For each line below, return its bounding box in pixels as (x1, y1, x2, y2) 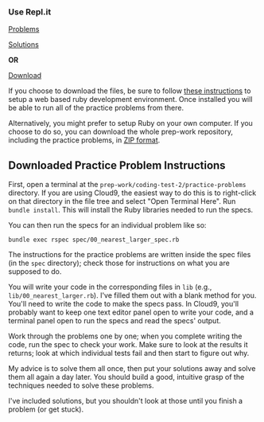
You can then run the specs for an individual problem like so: (8, 221, 207, 230)
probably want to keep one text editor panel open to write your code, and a (8, 307, 254, 317)
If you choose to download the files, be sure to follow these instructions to (8, 86, 251, 96)
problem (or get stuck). (8, 404, 84, 414)
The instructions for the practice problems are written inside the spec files (8, 250, 251, 260)
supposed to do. (8, 267, 62, 276)
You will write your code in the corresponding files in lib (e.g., (8, 282, 212, 292)
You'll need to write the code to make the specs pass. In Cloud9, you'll (8, 299, 239, 309)
